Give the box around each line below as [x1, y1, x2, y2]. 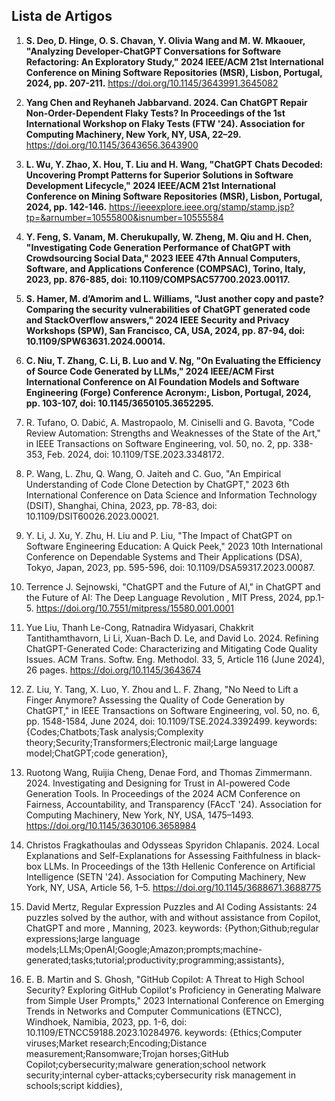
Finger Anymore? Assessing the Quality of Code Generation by [25, 694, 285, 706]
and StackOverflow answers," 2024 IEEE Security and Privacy [25, 314, 290, 326]
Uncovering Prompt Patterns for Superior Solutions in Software [25, 169, 294, 181]
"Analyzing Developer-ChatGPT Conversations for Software [25, 45, 281, 57]
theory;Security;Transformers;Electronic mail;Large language [25, 736, 278, 748]
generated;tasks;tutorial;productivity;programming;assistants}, [25, 954, 285, 966]
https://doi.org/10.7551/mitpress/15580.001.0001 [35, 602, 235, 614]
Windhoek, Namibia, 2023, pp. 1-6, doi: [25, 1015, 188, 1028]
